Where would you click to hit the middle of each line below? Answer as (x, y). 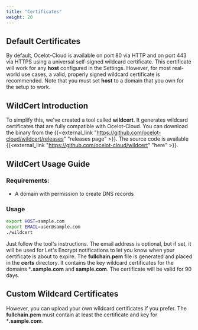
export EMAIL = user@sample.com (43, 227)
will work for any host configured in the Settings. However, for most (89, 68)
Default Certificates (43, 41)
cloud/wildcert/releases (35, 139)
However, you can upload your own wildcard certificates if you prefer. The (97, 308)
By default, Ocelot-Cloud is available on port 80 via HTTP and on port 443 (97, 55)
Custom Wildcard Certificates (62, 294)
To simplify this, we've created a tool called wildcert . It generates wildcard (97, 120)
